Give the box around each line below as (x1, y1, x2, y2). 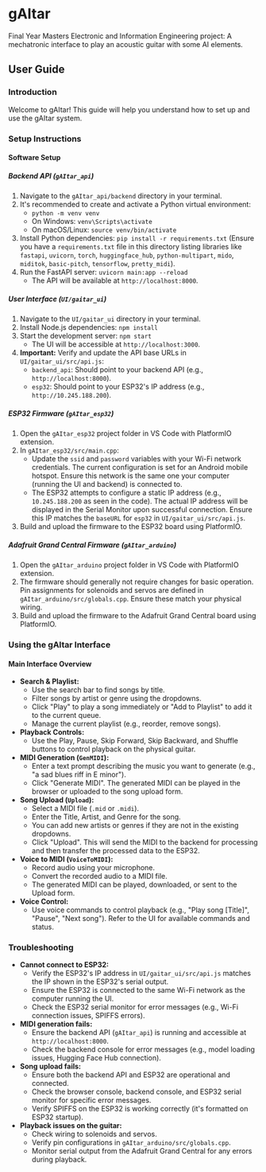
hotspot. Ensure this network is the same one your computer (31, 471, 230, 480)
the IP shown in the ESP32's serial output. (31, 977, 169, 986)
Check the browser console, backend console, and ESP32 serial (31, 1087, 242, 1096)
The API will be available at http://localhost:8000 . (31, 276, 199, 285)
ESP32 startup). (31, 1112, 83, 1122)
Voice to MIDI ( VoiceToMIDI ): (19, 854, 114, 864)
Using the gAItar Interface (8, 639, 111, 650)
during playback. (31, 1154, 87, 1164)
